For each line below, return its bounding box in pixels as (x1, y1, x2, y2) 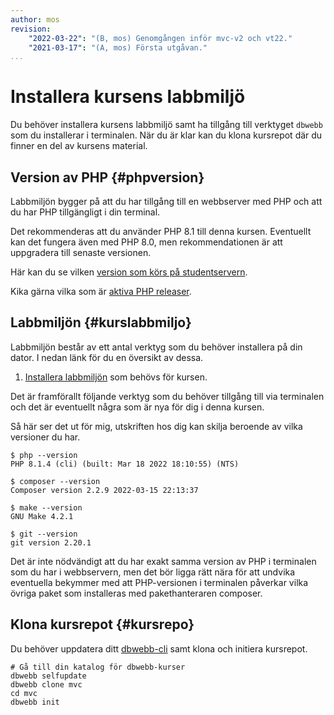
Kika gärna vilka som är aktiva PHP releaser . (10, 286, 192, 297)
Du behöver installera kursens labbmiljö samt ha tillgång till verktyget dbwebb (10, 119, 323, 131)
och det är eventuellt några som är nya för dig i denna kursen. (10, 401, 265, 413)
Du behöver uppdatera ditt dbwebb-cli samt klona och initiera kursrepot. (10, 642, 308, 655)
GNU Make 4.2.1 (10, 511, 74, 521)
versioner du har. (10, 431, 81, 443)
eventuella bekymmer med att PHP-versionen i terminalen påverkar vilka (10, 576, 309, 588)
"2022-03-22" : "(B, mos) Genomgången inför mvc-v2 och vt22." (28, 33, 293, 43)
